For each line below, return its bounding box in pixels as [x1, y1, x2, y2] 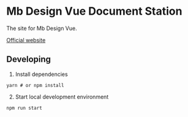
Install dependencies [15, 70, 69, 78]
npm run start [6, 105, 43, 111]
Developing [6, 54, 51, 65]
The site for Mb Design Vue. [6, 25, 78, 32]
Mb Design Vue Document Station [6, 4, 182, 18]
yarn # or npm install [6, 82, 64, 88]
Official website [6, 36, 46, 43]
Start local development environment [15, 93, 109, 100]
